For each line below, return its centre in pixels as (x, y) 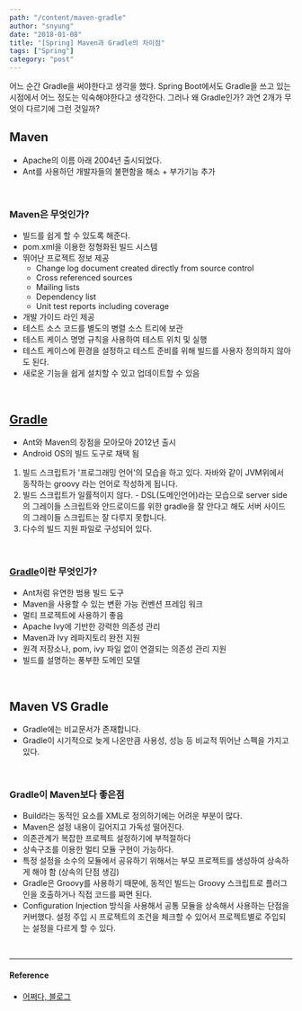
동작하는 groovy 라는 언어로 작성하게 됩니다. (100, 483)
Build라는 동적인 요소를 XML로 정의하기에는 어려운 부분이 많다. (132, 816)
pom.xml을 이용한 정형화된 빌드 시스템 (90, 247)
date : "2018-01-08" (46, 34)
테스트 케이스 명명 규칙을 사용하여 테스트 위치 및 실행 (115, 340)
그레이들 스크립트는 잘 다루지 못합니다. (99, 517)
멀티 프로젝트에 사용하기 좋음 (73, 616)
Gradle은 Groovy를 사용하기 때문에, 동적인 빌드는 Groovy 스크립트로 (143, 883)
